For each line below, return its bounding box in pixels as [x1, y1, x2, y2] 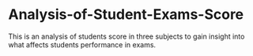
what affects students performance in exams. [8, 39, 157, 49]
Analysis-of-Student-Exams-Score [8, 6, 244, 24]
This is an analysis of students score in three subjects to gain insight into [8, 32, 245, 41]
